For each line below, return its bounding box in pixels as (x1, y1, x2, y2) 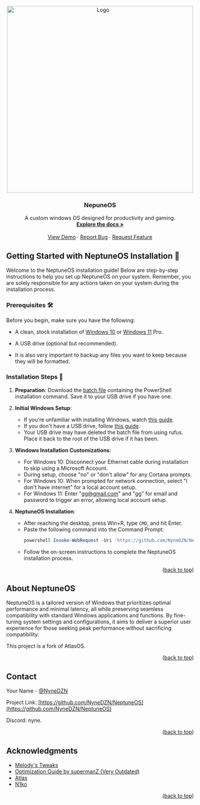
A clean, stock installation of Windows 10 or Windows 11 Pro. (14, 328, 164, 336)
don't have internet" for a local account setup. (23, 483, 137, 491)
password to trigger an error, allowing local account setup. (23, 496, 168, 503)
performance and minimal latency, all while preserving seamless (6, 605, 164, 613)
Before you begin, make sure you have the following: (6, 317, 135, 324)
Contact (6, 671, 37, 681)
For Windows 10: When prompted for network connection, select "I (23, 477, 187, 484)
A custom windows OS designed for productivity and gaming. (24, 215, 176, 222)
